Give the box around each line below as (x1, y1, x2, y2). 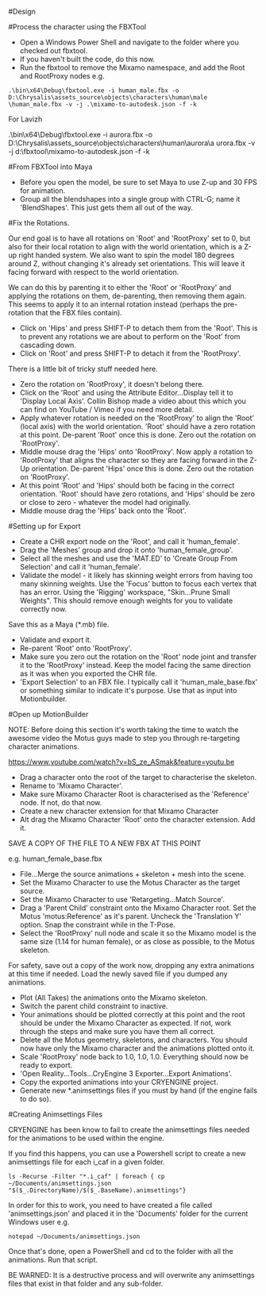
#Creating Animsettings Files (8, 1109, 103, 1119)
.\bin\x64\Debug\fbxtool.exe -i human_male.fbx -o (8, 87, 179, 94)
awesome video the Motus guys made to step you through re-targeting (8, 734, 241, 742)
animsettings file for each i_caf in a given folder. (8, 1157, 165, 1167)
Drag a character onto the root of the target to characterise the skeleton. (19, 773, 256, 781)
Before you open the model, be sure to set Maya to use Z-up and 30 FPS (19, 178, 258, 187)
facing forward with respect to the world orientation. (8, 268, 179, 276)
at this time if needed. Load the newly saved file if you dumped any (8, 969, 228, 978)
